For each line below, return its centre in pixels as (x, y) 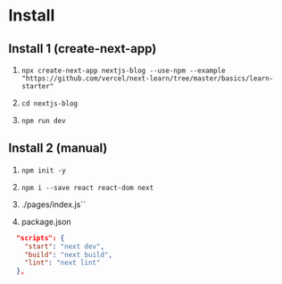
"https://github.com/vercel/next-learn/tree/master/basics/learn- (147, 79)
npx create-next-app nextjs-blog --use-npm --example (123, 71)
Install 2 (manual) (58, 148)
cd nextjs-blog (50, 104)
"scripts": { (41, 238)
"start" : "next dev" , (64, 246)
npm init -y (43, 171)
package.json (46, 221)
